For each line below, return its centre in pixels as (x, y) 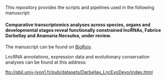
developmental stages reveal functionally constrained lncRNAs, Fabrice (83, 30)
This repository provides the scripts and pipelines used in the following (80, 7)
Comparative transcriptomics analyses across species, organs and (78, 25)
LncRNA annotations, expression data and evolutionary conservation (77, 57)
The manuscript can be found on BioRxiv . (49, 47)
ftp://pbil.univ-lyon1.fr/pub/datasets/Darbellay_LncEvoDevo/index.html (79, 72)
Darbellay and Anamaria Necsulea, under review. (58, 35)
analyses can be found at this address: (46, 62)
